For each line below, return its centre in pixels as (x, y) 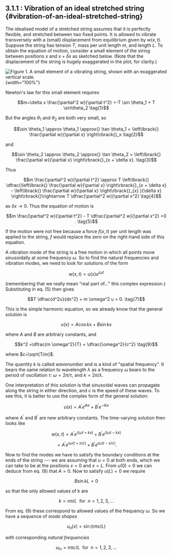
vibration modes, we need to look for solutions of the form (67, 263)
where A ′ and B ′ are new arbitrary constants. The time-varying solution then (85, 417)
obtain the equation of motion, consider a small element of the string (78, 50)
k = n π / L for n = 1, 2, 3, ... (86, 501)
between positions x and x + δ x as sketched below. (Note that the (74, 56)
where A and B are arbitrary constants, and (51, 334)
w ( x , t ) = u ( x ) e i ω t (86, 273)
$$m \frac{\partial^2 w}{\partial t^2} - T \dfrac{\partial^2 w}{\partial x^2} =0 (86, 216)
